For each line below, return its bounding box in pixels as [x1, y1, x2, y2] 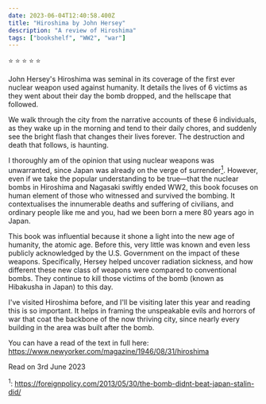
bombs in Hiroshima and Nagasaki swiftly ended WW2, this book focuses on [8, 182, 259, 191]
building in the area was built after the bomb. [8, 322, 155, 332]
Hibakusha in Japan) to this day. [8, 282, 114, 291]
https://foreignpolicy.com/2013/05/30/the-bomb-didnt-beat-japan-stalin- [14, 379, 255, 388]
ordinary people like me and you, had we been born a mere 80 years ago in [8, 207, 254, 217]
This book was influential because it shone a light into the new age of [8, 231, 235, 240]
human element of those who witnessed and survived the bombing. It [8, 190, 236, 200]
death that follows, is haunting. [8, 140, 109, 150]
